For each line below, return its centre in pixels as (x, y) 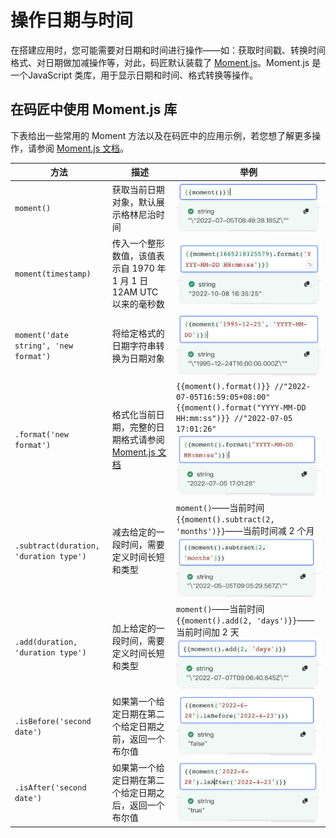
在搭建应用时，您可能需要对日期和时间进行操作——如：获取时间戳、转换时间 (168, 50)
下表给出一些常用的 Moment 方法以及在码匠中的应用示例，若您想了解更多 (161, 135)
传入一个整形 (138, 243)
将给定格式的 (138, 333)
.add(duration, (46, 642)
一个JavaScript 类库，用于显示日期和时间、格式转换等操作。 (134, 75)
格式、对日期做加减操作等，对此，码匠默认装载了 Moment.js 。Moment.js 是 (166, 62)
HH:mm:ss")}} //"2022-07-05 (234, 418)
